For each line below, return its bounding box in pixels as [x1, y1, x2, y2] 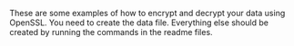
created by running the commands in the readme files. [9, 27, 213, 37]
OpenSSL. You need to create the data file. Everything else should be [9, 17, 269, 28]
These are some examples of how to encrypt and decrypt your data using [9, 8, 286, 18]
